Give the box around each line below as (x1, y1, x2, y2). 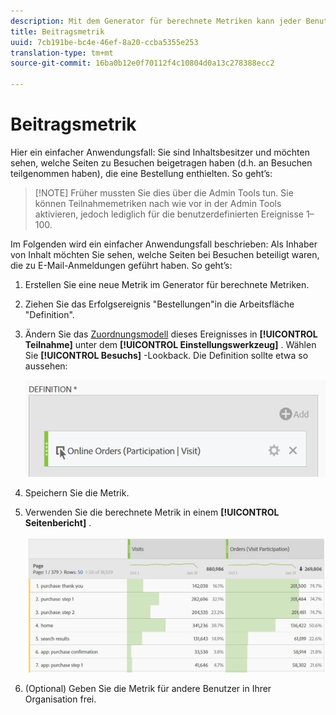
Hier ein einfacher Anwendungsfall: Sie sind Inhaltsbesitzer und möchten (10, 146, 310, 158)
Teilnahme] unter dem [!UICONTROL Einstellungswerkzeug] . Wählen (24, 338, 317, 350)
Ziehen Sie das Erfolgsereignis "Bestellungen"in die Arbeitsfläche (24, 298, 295, 310)
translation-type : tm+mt (10, 48, 114, 58)
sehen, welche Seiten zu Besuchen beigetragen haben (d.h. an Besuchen (10, 156, 313, 169)
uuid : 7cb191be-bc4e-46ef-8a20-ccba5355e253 (10, 37, 199, 47)
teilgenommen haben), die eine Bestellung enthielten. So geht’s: (10, 167, 273, 179)
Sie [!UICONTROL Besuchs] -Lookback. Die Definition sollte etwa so (24, 349, 309, 361)
